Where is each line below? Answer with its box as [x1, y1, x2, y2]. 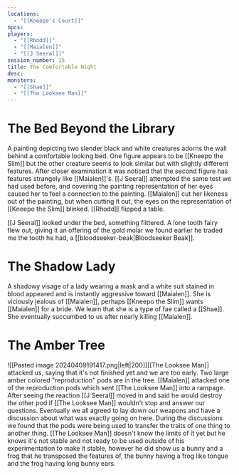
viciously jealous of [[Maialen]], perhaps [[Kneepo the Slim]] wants [7, 297, 204, 306]
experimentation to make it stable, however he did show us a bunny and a [7, 444, 223, 452]
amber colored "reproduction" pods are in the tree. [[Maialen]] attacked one [7, 375, 230, 385]
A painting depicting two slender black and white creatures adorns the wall [7, 144, 227, 153]
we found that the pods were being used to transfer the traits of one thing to [7, 421, 230, 429]
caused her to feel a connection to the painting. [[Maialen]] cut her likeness [7, 189, 228, 198]
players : [7, 30, 33, 38]
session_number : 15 [7, 57, 65, 64]
